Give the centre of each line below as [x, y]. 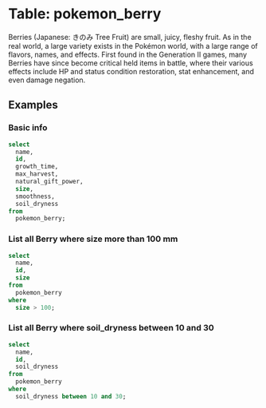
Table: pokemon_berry [85, 14]
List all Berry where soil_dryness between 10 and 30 [111, 328]
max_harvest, [37, 174]
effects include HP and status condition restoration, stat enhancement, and [131, 71]
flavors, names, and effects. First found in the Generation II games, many [128, 54]
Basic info [28, 128]
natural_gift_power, [49, 181]
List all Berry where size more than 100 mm [93, 239]
